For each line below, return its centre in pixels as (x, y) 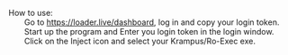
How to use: (31, 13)
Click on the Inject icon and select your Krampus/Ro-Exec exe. (140, 41)
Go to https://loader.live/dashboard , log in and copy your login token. (152, 22)
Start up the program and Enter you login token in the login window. (149, 31)
